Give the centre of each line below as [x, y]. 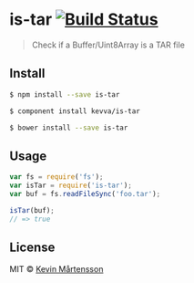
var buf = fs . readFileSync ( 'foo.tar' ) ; [85, 194]
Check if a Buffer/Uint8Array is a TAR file [108, 45]
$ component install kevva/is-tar [75, 111]
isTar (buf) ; [32, 210]
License [32, 247]
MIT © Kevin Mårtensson [56, 269]
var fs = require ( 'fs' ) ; [56, 177]
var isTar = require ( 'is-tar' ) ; [71, 186]
